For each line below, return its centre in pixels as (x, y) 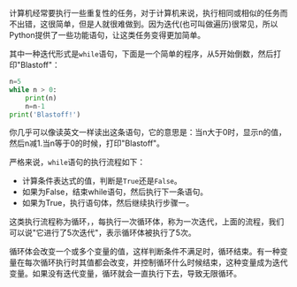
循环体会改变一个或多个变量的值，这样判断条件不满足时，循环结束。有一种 (145, 252)
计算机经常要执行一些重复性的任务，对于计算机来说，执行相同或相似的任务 (145, 13)
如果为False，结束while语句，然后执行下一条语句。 (115, 192)
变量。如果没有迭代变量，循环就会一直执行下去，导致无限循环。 (125, 274)
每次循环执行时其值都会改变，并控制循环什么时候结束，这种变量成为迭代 (156, 262)
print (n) (41, 98)
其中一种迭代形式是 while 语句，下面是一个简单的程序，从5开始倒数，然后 (141, 54)
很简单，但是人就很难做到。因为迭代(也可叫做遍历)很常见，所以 (163, 24)
